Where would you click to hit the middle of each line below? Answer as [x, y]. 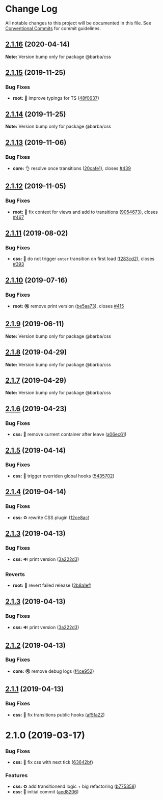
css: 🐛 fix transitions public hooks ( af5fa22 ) [59, 715]
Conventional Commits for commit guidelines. [53, 28]
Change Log [31, 9]
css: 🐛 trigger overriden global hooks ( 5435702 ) [63, 476]
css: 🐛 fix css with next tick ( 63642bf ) [53, 762]
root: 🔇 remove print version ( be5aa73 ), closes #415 [68, 306]
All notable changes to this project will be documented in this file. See [78, 23]
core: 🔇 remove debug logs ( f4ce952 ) [53, 671]
